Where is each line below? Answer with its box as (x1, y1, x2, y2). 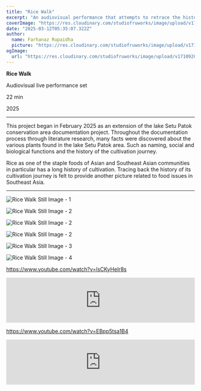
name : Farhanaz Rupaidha (11, 37, 74, 43)
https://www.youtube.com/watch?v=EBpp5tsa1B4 (6, 327, 129, 335)
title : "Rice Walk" (6, 8, 55, 15)
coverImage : (6, 20, 36, 26)
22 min (6, 93, 23, 100)
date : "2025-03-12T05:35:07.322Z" (6, 25, 93, 32)
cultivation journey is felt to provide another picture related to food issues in (6, 172, 193, 179)
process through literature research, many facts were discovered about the (6, 135, 191, 142)
